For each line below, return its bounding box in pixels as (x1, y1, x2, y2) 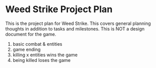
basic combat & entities (12, 41, 62, 47)
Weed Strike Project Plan (5, 4, 113, 15)
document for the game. (5, 31, 56, 37)
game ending (12, 46, 41, 52)
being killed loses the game (12, 57, 71, 63)
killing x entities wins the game (12, 52, 78, 58)
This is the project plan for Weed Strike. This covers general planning (5, 20, 151, 26)
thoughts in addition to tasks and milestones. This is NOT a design (5, 25, 145, 31)
